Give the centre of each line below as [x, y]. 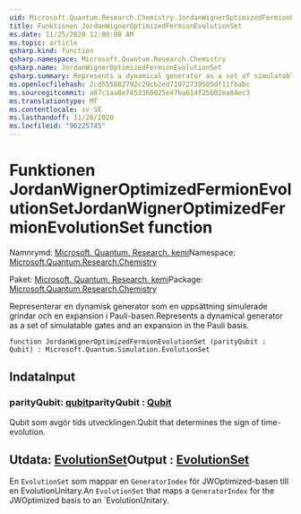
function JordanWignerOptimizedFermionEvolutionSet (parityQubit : [138, 342]
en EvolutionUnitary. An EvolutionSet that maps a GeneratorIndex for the [142, 491]
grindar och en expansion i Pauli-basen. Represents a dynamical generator [146, 316]
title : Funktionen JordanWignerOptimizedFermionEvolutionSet [126, 26]
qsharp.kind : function [52, 51]
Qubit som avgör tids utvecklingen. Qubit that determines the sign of [134, 422]
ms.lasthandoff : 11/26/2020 [62, 118]
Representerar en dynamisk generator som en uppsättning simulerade [138, 306]
